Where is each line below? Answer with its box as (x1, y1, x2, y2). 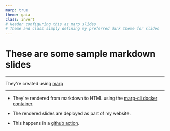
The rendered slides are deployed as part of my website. (12, 110, 131, 117)
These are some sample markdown (5, 48, 156, 60)
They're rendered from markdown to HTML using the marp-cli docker (12, 95, 158, 102)
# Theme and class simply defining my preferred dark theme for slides (5, 26, 159, 31)
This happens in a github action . (12, 120, 80, 126)
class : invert (5, 17, 35, 22)
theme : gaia (5, 12, 30, 17)
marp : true (5, 7, 28, 13)
